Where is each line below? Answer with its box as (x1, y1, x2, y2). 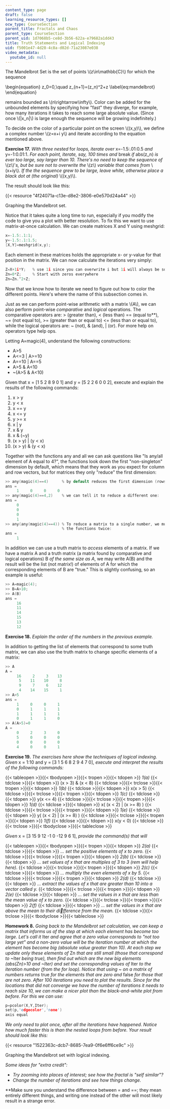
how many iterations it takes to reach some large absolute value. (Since (5, 110, 154, 116)
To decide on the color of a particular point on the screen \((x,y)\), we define (5, 125, 164, 131)
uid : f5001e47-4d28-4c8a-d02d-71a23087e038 (5, 45, 99, 50)
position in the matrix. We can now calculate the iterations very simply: (5, 257, 153, 263)
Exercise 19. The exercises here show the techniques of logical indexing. (5, 753, 157, 760)
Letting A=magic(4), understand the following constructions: (5, 338, 132, 344)
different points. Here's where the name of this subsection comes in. (5, 291, 148, 297)
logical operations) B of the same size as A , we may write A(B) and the (5, 556, 153, 562)
